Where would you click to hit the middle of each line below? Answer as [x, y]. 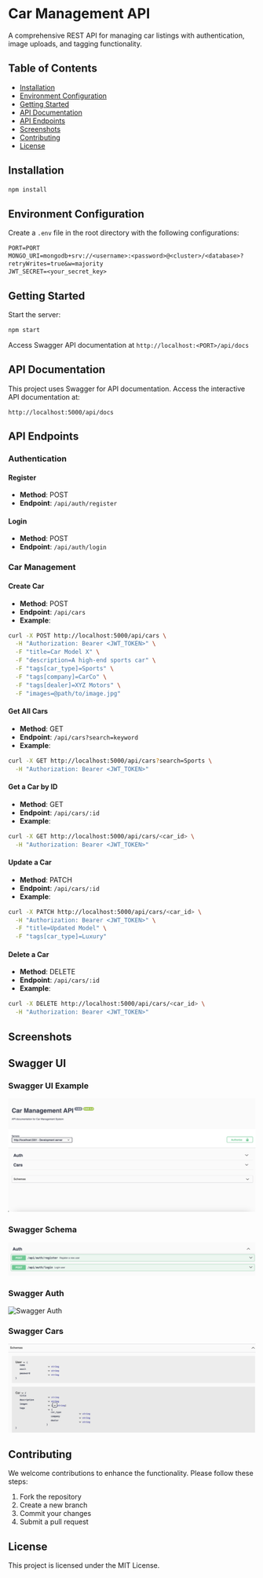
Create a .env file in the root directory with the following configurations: [124, 233]
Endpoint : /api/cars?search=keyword [79, 737]
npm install [27, 189]
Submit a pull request [54, 1522]
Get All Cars [28, 711]
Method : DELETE [47, 972]
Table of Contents [53, 69]
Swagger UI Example [48, 1086]
